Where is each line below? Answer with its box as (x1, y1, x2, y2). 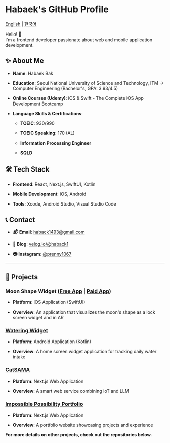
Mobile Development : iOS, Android (12, 191, 87, 197)
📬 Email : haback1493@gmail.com (12, 229, 85, 235)
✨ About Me (5, 57, 44, 65)
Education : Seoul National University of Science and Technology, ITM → (12, 80, 164, 86)
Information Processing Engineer (20, 140, 92, 146)
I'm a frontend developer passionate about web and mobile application (5, 37, 153, 43)
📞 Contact (5, 215, 35, 224)
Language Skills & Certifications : (12, 110, 83, 116)
